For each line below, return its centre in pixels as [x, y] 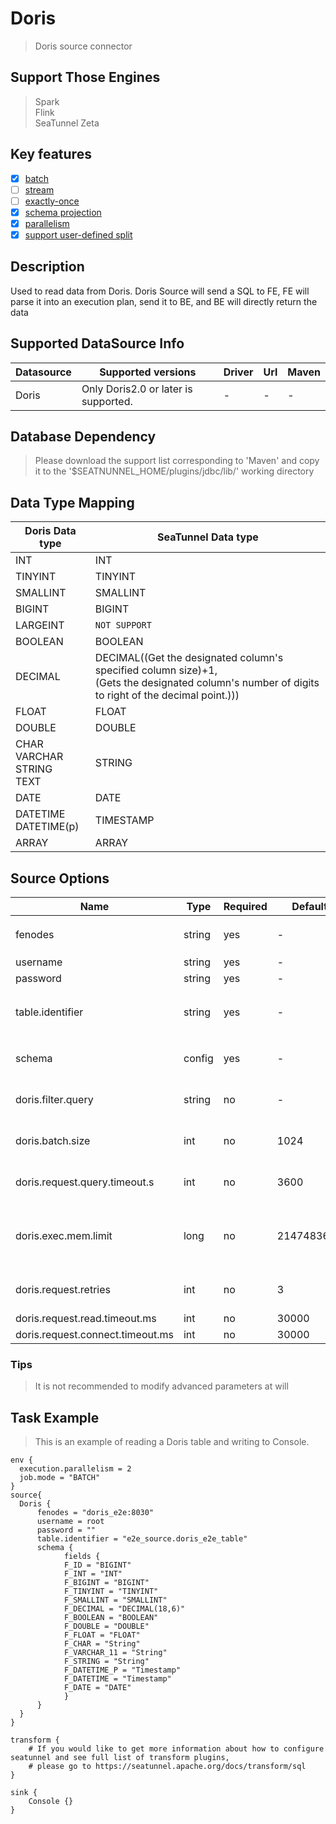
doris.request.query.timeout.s [85, 1182]
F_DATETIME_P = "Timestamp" [122, 1670]
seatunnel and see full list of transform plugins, [120, 1758]
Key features [51, 154]
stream [39, 189]
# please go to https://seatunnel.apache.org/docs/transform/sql [167, 1767]
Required [245, 906]
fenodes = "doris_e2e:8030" [95, 1513]
